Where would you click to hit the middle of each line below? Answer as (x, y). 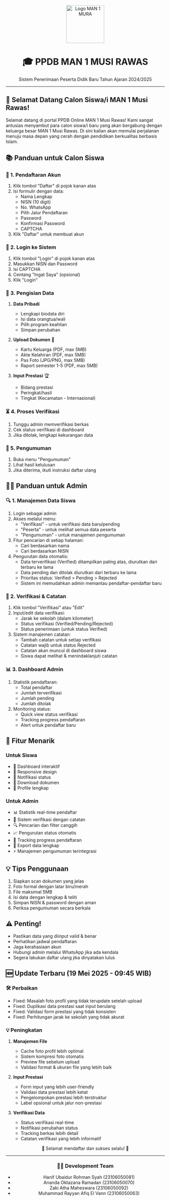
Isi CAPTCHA (27, 269)
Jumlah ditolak (36, 703)
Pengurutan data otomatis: (41, 557)
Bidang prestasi (37, 387)
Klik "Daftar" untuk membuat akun (49, 234)
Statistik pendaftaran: (35, 682)
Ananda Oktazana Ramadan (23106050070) (89, 1182)
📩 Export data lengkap (36, 845)
